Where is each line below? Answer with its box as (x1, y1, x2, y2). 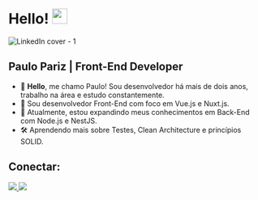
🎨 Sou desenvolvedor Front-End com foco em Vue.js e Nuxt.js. (19, 98, 230, 109)
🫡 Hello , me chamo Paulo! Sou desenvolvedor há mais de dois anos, (19, 81, 249, 91)
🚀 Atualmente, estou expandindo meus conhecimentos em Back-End (19, 107, 250, 117)
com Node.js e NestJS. (19, 116, 97, 126)
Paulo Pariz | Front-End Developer (8, 60, 183, 74)
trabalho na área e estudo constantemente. (19, 90, 165, 100)
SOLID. (19, 136, 44, 146)
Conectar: (8, 160, 61, 174)
